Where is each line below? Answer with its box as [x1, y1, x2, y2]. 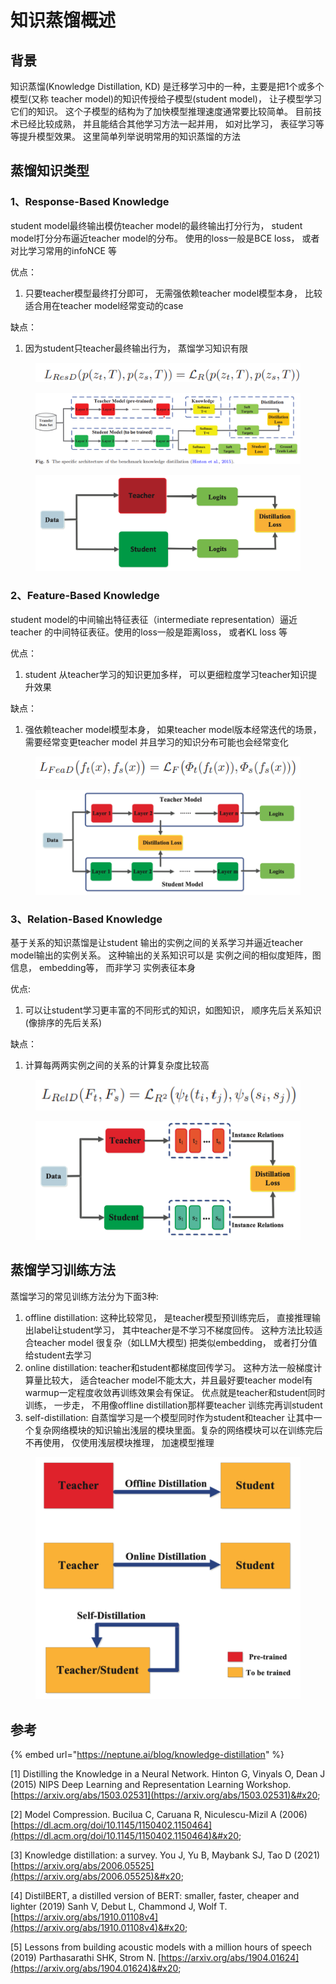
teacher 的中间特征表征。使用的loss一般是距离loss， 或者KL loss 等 [10, 626, 288, 638]
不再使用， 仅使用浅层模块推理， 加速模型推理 [24, 1436, 215, 1448]
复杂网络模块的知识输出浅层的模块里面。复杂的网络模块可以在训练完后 [33, 1424, 323, 1436]
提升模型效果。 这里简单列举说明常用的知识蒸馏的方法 [18, 131, 241, 142]
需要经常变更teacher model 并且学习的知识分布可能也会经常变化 [24, 736, 289, 748]
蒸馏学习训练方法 [10, 1262, 116, 1279]
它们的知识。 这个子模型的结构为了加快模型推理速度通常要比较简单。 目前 [10, 106, 313, 117]
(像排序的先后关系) [24, 1017, 103, 1029]
